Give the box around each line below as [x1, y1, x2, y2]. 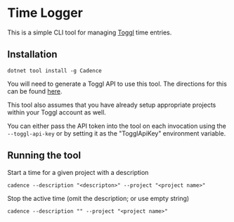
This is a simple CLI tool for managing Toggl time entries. [7, 28, 172, 37]
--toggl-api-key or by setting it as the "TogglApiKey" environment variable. [7, 129, 226, 138]
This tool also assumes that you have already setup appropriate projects [7, 100, 216, 109]
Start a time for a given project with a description [7, 168, 149, 176]
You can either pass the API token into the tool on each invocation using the [7, 122, 226, 130]
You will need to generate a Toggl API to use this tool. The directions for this [7, 79, 227, 88]
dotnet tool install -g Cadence [7, 67, 102, 74]
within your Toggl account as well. [7, 107, 107, 117]
